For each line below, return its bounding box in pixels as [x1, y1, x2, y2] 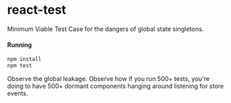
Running [7, 41, 33, 49]
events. [7, 89, 28, 98]
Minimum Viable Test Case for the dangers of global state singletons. [7, 25, 204, 33]
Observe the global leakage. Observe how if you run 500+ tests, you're [7, 74, 210, 82]
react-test [7, 2, 66, 18]
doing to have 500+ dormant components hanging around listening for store [7, 82, 224, 90]
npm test [7, 62, 33, 69]
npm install [7, 56, 41, 63]
